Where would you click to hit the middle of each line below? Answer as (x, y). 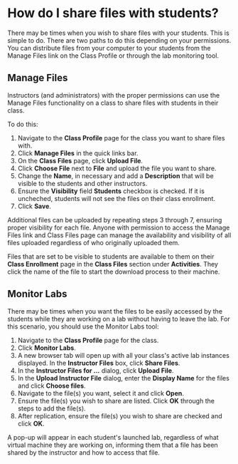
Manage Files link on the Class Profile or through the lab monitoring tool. (113, 56)
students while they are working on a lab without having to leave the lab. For (119, 319)
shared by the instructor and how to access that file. (83, 452)
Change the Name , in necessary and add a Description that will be (116, 175)
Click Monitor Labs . (47, 348)
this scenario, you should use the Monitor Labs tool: (83, 326)
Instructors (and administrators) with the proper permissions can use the (114, 95)
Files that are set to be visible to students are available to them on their (111, 256)
